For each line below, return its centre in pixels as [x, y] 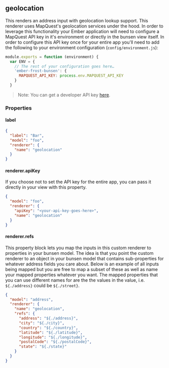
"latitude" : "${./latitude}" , [50, 332]
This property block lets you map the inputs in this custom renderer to [78, 248]
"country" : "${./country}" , [48, 328]
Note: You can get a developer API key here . [64, 95]
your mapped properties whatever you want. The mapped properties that [82, 275]
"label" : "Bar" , [27, 136]
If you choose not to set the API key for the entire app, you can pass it [78, 182]
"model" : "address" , [31, 299]
